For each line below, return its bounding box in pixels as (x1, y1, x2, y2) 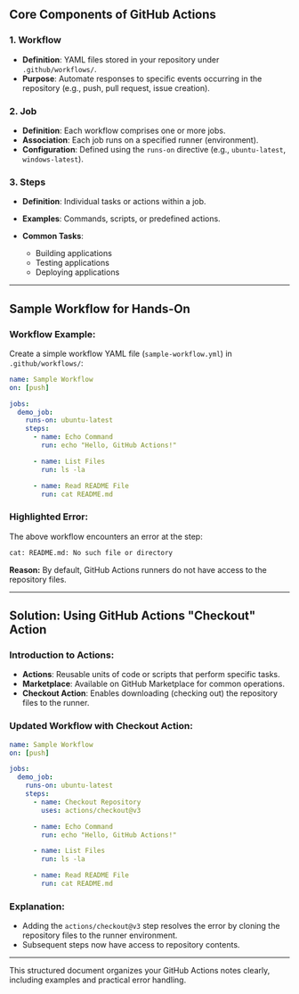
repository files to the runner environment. (21, 930, 178, 940)
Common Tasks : (21, 231, 85, 242)
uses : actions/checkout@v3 (41, 806, 141, 815)
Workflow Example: (9, 327, 96, 340)
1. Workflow (9, 34, 62, 46)
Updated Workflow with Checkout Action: (9, 720, 193, 733)
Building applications (35, 248, 113, 259)
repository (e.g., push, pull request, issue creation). (21, 82, 211, 93)
